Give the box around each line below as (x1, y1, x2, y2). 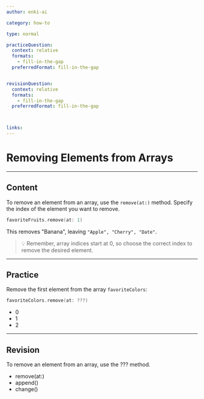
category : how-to (6, 19, 50, 26)
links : (6, 125, 23, 131)
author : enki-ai (6, 9, 47, 15)
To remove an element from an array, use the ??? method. (6, 361, 151, 368)
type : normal (6, 31, 39, 37)
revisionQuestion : (6, 80, 53, 87)
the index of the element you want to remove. (6, 205, 120, 213)
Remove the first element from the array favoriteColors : (6, 286, 148, 293)
